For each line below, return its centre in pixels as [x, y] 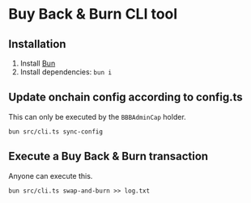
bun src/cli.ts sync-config [56, 131]
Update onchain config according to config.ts [125, 97]
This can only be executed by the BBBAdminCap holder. [97, 116]
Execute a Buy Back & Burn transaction [108, 156]
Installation [37, 44]
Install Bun [38, 63]
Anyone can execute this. [51, 176]
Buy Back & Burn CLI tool [93, 14]
